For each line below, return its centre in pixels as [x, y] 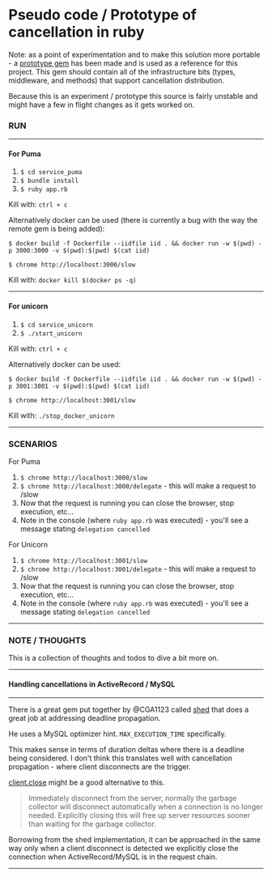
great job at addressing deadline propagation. [85, 718]
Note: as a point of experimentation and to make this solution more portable [134, 54]
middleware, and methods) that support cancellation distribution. [117, 80]
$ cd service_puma [51, 172]
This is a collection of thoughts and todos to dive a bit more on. [114, 658]
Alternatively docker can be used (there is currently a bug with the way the [133, 220]
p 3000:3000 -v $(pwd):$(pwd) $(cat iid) [79, 251]
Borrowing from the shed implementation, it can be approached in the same [134, 840]
